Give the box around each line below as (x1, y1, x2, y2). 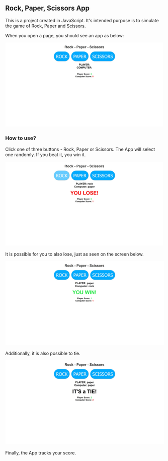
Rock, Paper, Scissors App (5, 4, 90, 13)
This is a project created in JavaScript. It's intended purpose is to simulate (5, 17, 159, 23)
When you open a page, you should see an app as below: (5, 32, 124, 38)
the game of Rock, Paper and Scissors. (5, 23, 86, 29)
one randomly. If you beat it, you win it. (5, 151, 86, 158)
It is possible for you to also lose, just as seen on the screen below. (5, 251, 144, 257)
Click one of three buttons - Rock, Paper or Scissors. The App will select (5, 146, 155, 152)
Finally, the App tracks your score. (5, 450, 76, 456)
